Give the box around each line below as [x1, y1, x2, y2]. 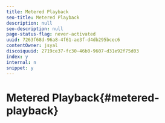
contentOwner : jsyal [6, 43, 59, 49]
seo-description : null [6, 25, 63, 32]
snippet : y [6, 65, 34, 71]
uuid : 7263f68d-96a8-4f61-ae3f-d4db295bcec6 [6, 37, 120, 43]
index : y [6, 54, 28, 60]
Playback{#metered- [52, 91, 160, 104]
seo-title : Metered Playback [6, 14, 80, 20]
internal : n [6, 59, 36, 65]
